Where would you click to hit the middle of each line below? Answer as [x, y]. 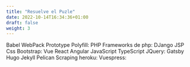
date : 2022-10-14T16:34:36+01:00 [47, 17]
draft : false [22, 23]
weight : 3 [18, 28]
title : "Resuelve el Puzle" [41, 12]
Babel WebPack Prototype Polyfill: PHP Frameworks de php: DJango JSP [95, 45]
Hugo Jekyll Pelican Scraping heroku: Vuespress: [66, 58]
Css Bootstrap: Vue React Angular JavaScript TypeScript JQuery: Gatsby [95, 52]
